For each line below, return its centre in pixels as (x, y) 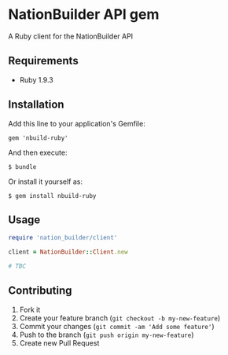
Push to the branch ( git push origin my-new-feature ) (107, 335)
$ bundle (22, 167)
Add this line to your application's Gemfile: (77, 123)
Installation (36, 105)
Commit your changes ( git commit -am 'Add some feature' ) (117, 326)
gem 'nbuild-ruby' (38, 138)
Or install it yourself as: (45, 181)
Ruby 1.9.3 (36, 79)
